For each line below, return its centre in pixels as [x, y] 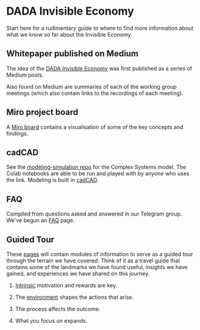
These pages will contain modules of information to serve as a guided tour [100, 254]
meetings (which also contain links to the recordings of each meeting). [95, 93]
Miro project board [42, 112]
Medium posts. [25, 75]
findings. [17, 133]
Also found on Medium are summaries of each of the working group [91, 86]
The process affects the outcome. [58, 309]
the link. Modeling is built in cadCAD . [52, 180]
